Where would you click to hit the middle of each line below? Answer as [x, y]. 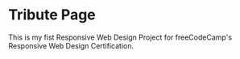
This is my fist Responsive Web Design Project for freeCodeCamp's [120, 37]
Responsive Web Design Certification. [71, 45]
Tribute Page [52, 15]
